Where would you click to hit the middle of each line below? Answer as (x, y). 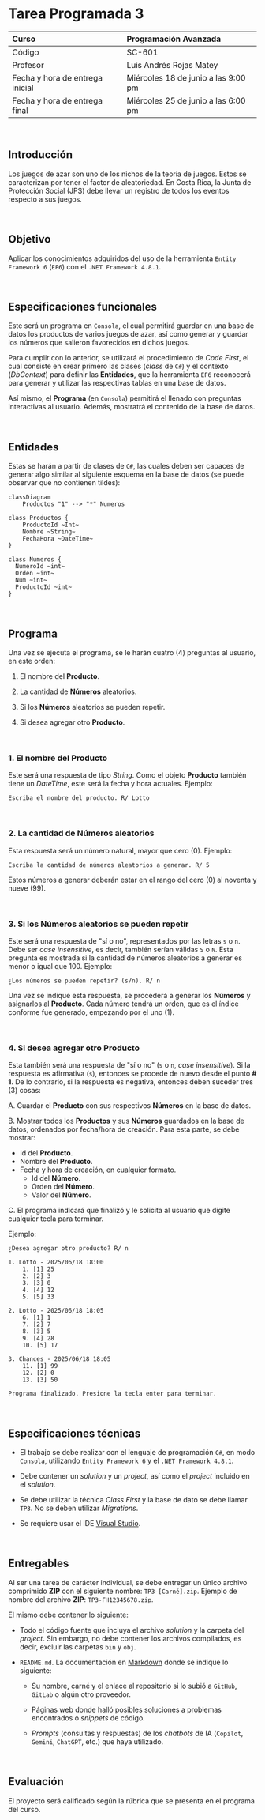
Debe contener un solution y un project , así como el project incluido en (134, 1476)
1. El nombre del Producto (58, 758)
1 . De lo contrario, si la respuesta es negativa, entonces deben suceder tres (131, 1082)
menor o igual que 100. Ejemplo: (60, 966)
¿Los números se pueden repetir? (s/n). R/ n (84, 981)
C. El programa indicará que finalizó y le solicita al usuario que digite (119, 1211)
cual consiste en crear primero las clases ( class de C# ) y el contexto (118, 366)
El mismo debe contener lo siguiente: (68, 1615)
